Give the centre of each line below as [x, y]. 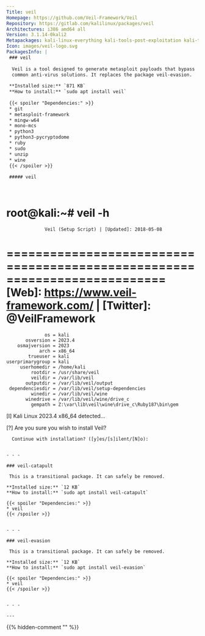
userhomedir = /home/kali [53, 367]
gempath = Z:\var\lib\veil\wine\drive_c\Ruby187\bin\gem [105, 405]
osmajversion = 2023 [43, 346]
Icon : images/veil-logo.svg [42, 47]
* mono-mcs [23, 126]
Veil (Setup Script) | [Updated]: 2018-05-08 [104, 229]
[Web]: [24, 293]
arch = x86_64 [57, 351]
